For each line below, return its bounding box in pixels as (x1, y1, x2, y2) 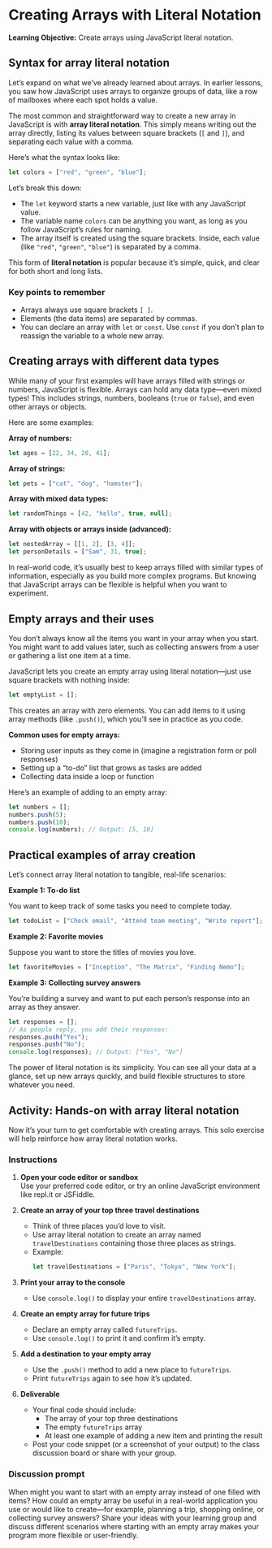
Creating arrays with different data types (8, 354, 219, 368)
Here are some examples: (8, 417, 95, 427)
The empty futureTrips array (44, 1422, 143, 1432)
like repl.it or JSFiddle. (19, 1190, 96, 1199)
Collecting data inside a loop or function (19, 771, 154, 781)
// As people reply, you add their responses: (8, 1025, 169, 1034)
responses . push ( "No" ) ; (8, 1040, 85, 1049)
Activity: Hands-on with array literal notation (8, 1104, 240, 1117)
